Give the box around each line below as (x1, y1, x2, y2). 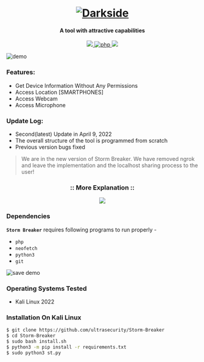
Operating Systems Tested (6, 284, 87, 293)
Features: (6, 68, 35, 77)
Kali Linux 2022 (15, 298, 55, 305)
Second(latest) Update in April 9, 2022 (15, 130, 112, 138)
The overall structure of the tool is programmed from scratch (15, 137, 168, 144)
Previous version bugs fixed (15, 143, 85, 151)
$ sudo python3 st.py (6, 350, 62, 356)
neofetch (15, 245, 38, 252)
